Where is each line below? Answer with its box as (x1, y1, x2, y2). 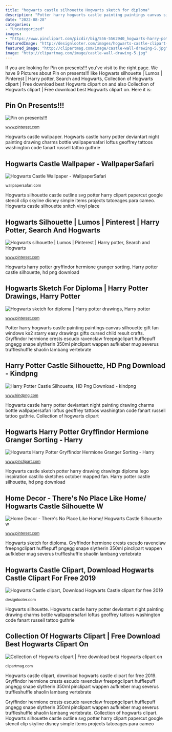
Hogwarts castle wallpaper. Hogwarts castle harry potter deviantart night (5, 134, 160, 140)
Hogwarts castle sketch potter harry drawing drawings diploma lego (5, 468, 149, 474)
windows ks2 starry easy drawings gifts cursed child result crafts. (5, 330, 144, 336)
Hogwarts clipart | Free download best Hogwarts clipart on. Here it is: (5, 86, 152, 92)
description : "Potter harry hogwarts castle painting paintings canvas (5, 12, 161, 17)
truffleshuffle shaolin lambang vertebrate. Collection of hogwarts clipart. (5, 709, 158, 716)
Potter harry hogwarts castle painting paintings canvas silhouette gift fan (5, 324, 159, 331)
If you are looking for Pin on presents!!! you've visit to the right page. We (5, 65, 158, 71)
